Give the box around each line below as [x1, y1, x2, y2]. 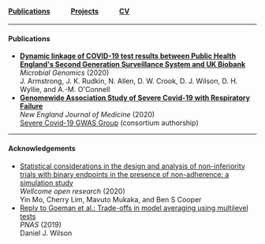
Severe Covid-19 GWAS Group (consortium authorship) [19, 118, 199, 128]
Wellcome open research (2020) [19, 186, 126, 196]
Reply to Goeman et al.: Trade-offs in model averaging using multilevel [19, 203, 248, 213]
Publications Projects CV [8, 6, 130, 16]
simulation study [19, 178, 73, 187]
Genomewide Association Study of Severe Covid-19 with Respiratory [19, 93, 251, 102]
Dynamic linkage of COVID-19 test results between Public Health [19, 51, 237, 61]
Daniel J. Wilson [19, 228, 73, 238]
